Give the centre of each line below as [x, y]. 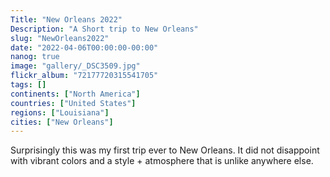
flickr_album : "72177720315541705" [84, 76]
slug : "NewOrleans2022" [60, 38]
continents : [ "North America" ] [75, 94]
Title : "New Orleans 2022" [66, 19]
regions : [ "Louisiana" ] [60, 112]
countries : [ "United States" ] [73, 103]
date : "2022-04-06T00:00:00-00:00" [84, 47]
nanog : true [35, 57]
